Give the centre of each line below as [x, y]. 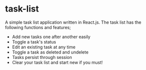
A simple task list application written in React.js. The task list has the [73, 22]
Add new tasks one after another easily [51, 37]
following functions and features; [38, 27]
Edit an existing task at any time [44, 47]
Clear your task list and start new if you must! [57, 62]
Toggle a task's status [34, 42]
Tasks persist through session [42, 57]
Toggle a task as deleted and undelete [50, 52]
